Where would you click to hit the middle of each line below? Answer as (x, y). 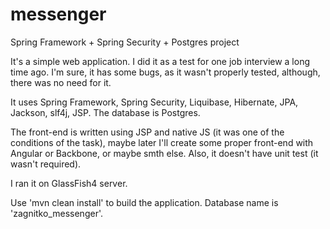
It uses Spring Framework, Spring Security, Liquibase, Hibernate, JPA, (154, 102)
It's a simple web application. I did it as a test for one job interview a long (160, 61)
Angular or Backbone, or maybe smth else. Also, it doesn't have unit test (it (164, 153)
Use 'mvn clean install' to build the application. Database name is (144, 202)
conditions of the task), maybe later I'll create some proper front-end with (162, 142)
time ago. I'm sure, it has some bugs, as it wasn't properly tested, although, (165, 72)
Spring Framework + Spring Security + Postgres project (125, 42)
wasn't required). (46, 164)
